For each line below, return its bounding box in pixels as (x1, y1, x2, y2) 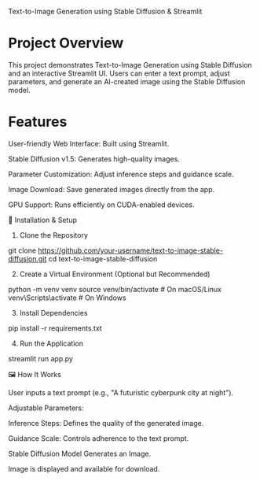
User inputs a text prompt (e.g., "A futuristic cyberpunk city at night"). (8, 387, 234, 397)
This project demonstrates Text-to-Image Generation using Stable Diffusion (8, 60, 253, 69)
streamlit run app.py (8, 353, 73, 363)
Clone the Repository (19, 230, 89, 239)
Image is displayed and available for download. (8, 464, 160, 473)
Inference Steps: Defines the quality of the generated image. (8, 418, 204, 427)
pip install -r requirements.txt (8, 323, 102, 333)
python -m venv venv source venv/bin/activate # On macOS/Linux (8, 284, 222, 294)
